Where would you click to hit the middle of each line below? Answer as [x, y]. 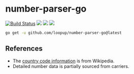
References [24, 49]
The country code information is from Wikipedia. [63, 61]
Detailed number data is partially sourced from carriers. [71, 66]
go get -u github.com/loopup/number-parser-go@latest [64, 33]
